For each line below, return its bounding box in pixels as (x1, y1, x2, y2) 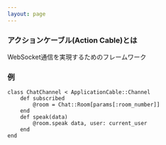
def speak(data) (20, 114, 69, 121)
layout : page (7, 10, 46, 18)
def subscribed (20, 95, 65, 102)
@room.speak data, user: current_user (33, 120, 148, 127)
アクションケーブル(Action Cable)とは (7, 35, 138, 45)
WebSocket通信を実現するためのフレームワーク (7, 53, 147, 61)
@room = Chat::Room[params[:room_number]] (33, 101, 160, 109)
